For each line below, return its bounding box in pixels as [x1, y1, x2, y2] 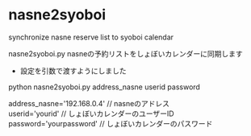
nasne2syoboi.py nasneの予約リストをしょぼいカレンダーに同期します [8, 48, 244, 58]
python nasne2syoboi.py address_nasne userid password [8, 82, 200, 92]
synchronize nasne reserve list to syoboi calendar [8, 32, 174, 42]
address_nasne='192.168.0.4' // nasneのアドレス [8, 98, 170, 108]
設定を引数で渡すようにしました [19, 66, 127, 76]
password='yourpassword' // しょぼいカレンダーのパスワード [8, 118, 213, 128]
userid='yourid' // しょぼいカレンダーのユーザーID [8, 109, 175, 118]
